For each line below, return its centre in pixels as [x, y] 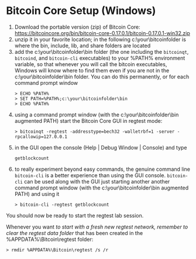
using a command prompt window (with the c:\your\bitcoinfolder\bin [97, 115]
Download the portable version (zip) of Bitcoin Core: [77, 27]
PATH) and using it [37, 194]
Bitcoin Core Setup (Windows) [81, 11]
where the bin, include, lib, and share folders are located [82, 46]
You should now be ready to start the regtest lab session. [75, 215]
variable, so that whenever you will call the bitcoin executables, [91, 64]
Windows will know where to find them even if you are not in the [92, 70]
